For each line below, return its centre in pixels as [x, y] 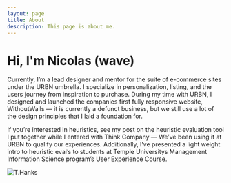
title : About [26, 20]
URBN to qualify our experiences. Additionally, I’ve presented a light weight [114, 144]
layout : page [26, 13]
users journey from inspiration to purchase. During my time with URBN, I [110, 95]
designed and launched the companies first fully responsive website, [105, 102]
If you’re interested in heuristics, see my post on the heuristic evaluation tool [115, 130]
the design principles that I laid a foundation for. [75, 116]
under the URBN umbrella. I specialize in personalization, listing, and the [110, 87]
